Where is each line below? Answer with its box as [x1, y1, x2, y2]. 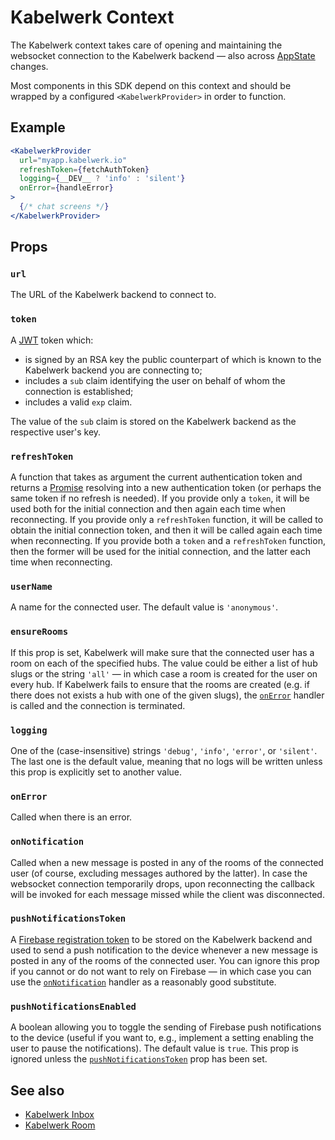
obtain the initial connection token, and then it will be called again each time [10, 524, 323, 536]
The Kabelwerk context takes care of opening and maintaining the [10, 39, 283, 51]
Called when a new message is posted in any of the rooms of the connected [10, 856, 324, 868]
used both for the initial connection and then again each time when [10, 503, 286, 515]
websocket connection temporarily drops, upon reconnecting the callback [10, 877, 315, 890]
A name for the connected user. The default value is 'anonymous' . [10, 601, 279, 613]
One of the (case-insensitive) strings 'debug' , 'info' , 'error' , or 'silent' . [10, 744, 318, 756]
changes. [10, 60, 49, 72]
